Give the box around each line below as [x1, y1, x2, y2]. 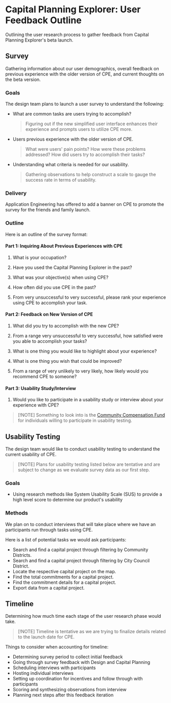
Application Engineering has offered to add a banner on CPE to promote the [5, 201, 164, 207]
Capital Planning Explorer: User [5, 4, 141, 15]
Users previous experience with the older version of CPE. [12, 136, 134, 142]
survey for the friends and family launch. [5, 207, 91, 213]
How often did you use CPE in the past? [12, 284, 96, 290]
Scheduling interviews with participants [12, 665, 96, 671]
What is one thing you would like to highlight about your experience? [12, 348, 157, 355]
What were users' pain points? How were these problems [25, 146, 146, 152]
